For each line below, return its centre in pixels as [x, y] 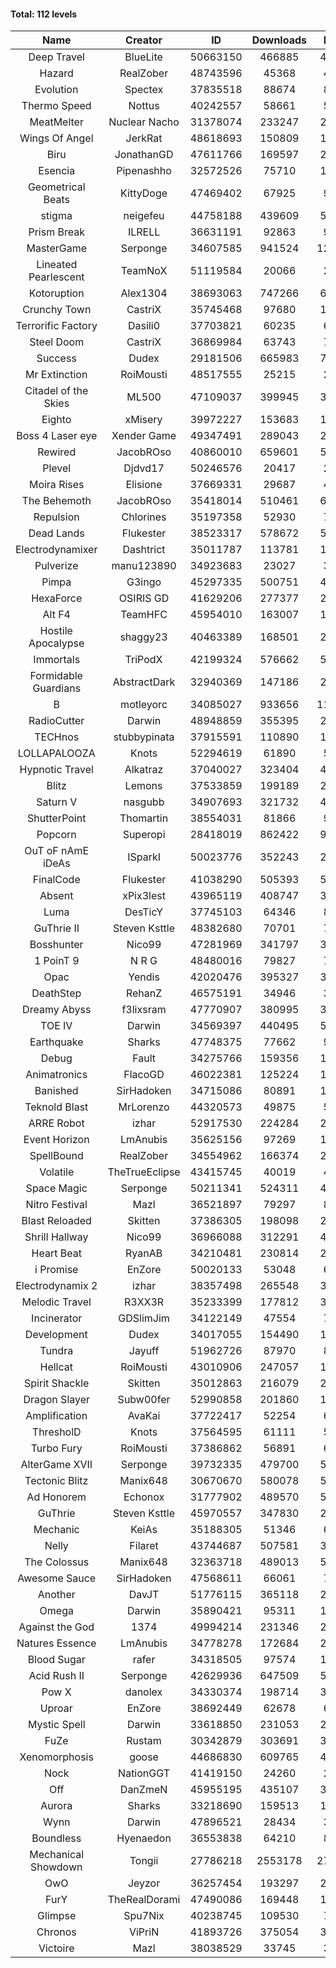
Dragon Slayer [57, 1400]
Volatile [57, 1172]
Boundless [56, 1838]
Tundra [56, 1351]
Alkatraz [144, 770]
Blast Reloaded [56, 1221]
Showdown [56, 1867]
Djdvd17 [144, 468]
